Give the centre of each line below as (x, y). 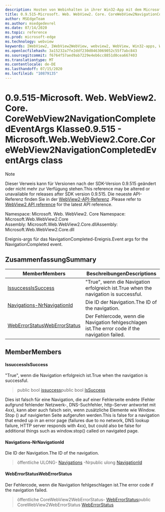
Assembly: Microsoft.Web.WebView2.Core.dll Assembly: (61, 224)
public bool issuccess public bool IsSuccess (61, 390)
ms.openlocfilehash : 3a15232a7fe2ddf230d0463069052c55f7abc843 (71, 51)
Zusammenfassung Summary (51, 260)
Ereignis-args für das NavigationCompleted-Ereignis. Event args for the (77, 239)
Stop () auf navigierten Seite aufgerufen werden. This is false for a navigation (82, 415)
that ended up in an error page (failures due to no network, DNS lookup (77, 421)
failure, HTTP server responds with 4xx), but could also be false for (73, 426)
